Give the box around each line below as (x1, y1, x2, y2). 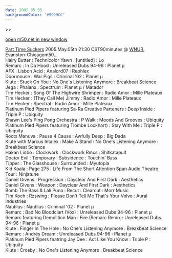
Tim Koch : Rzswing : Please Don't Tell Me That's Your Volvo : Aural (5, 193, 147, 199)
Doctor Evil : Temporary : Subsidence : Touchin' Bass (5, 154, 118, 161)
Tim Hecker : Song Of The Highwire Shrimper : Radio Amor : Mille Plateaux (5, 89, 163, 96)
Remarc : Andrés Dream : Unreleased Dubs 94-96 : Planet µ (5, 230, 132, 237)
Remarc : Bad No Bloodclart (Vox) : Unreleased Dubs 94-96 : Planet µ (5, 209, 152, 215)
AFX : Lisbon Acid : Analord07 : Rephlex (5, 67, 90, 74)
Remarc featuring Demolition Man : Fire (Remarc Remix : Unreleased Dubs (5, 214, 161, 220)
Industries (5, 198, 27, 204)
